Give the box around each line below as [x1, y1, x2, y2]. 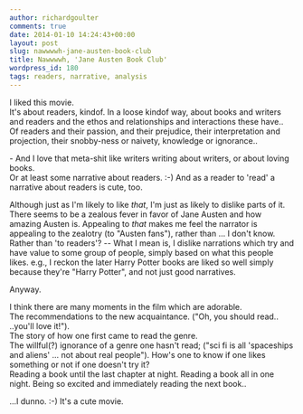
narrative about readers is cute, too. [9, 182, 143, 193]
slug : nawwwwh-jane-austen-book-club [9, 47, 152, 56]
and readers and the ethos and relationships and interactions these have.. [9, 116, 284, 127]
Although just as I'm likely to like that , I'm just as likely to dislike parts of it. [9, 199, 286, 210]
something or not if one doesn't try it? [9, 359, 150, 370]
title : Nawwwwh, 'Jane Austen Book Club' [9, 55, 168, 64]
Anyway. [9, 284, 42, 295]
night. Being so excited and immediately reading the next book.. [9, 378, 247, 389]
